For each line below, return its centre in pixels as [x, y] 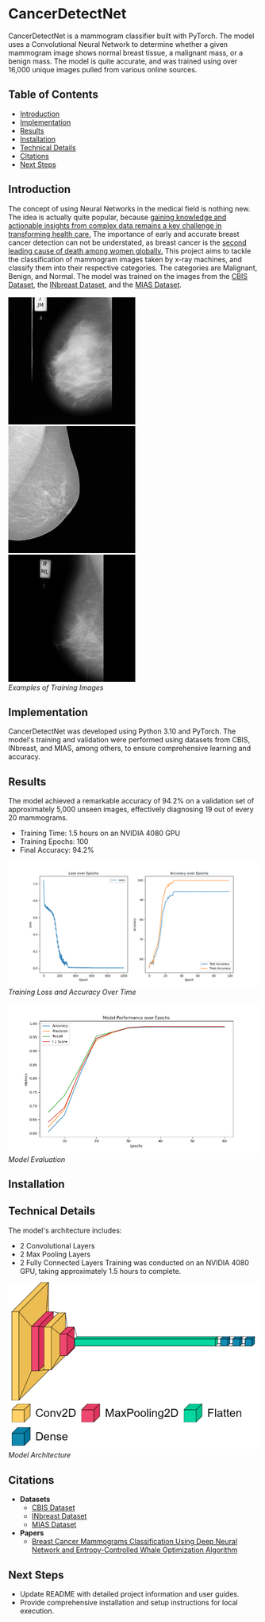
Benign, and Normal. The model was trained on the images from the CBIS [128, 276]
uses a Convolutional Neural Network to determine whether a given [118, 44]
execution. [37, 1611]
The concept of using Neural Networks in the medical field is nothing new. [129, 208]
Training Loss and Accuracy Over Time [72, 992]
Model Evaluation [37, 1159]
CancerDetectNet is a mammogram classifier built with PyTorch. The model [131, 36]
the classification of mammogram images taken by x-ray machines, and [125, 259]
